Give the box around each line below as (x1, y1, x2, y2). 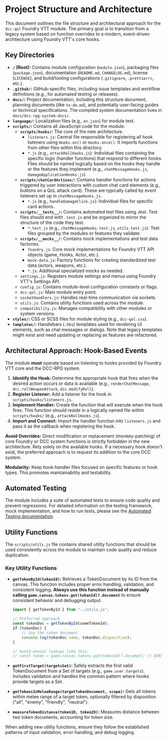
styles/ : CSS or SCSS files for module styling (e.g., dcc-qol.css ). (12, 316, 148, 322)
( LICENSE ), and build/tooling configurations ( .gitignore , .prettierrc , (12, 75, 154, 81)
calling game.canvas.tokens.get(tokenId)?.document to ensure (12, 592, 141, 598)
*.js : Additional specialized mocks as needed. (27, 267, 124, 274)
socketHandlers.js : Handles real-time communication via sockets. (20, 294, 157, 300)
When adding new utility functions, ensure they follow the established (5, 724, 149, 730)
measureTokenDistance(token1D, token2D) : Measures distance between (12, 709, 159, 715)
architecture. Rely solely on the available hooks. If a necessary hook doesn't (5, 443, 163, 449)
